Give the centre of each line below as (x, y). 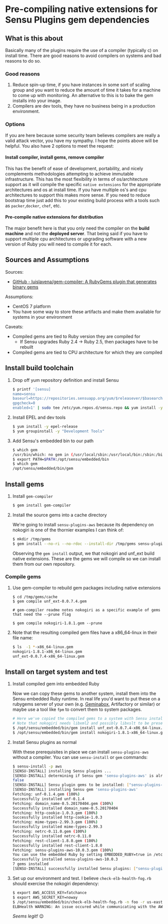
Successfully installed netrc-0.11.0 (52, 836)
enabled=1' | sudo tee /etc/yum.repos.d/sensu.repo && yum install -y (87, 408)
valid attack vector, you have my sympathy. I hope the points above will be (82, 141)
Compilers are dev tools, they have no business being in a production (84, 106)
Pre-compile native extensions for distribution (54, 217)
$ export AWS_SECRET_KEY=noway (45, 897)
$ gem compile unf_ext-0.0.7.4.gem (49, 601)
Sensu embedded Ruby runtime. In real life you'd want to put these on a (86, 699)
